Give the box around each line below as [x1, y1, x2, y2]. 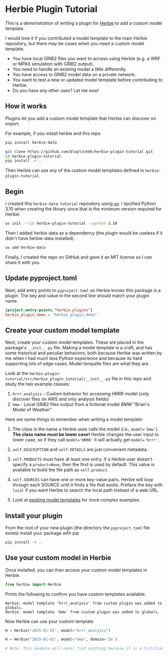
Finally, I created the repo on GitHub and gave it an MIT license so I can [5, 254, 152, 260]
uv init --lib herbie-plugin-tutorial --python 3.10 [5, 221, 117, 226]
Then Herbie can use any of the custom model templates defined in [5, 167, 144, 173]
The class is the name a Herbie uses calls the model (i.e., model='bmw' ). [12, 426, 159, 432]
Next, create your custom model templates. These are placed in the [5, 339, 144, 345]
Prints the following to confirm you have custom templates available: [5, 591, 146, 597]
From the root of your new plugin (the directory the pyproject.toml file [5, 525, 150, 531]
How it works [5, 102, 47, 111]
